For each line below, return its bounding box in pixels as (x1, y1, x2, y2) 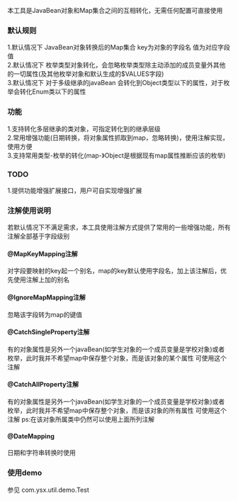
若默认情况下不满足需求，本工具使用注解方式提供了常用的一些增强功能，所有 (7, 223, 231, 232)
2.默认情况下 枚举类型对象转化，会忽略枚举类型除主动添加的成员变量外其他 (7, 61, 226, 70)
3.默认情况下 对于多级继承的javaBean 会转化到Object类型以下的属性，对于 (7, 79, 224, 87)
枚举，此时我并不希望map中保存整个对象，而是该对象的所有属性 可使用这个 (7, 407, 227, 414)
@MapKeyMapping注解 (7, 249, 78, 258)
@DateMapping (7, 431, 55, 440)
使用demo (7, 468, 42, 478)
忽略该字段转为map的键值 (7, 310, 83, 319)
